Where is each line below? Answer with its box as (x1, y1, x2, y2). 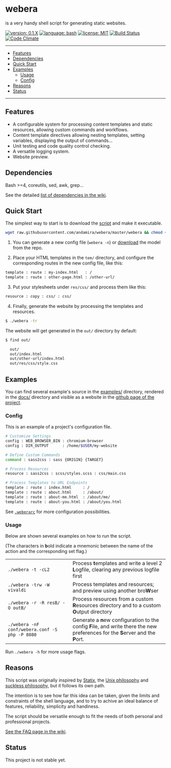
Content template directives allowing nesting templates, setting (12, 132, 145, 138)
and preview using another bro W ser (72, 587, 159, 594)
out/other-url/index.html (10, 356, 65, 362)
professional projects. (5, 718, 51, 725)
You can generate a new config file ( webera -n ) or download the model (12, 239, 161, 246)
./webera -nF (8, 621, 40, 628)
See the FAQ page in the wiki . (5, 728, 67, 734)
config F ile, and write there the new (72, 623, 157, 630)
